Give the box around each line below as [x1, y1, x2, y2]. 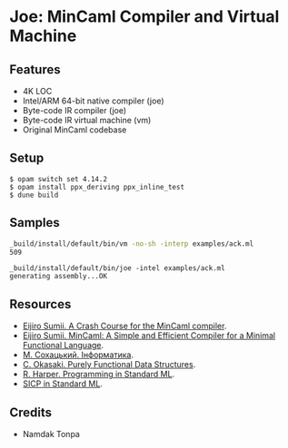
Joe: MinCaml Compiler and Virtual [9, 6, 280, 27]
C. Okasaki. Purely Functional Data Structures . [22, 359, 196, 370]
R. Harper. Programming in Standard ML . [22, 369, 175, 380]
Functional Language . [22, 340, 104, 351]
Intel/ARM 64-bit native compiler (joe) [22, 95, 165, 106]
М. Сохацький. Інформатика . [22, 349, 134, 360]
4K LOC [22, 86, 53, 96]
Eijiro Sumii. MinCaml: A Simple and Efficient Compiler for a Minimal [22, 330, 275, 341]
